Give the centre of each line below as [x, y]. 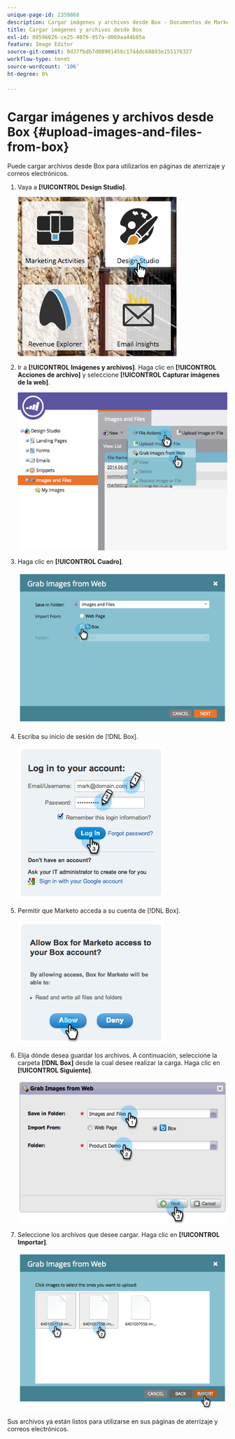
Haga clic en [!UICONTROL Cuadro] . [70, 561]
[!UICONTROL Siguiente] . [55, 1071]
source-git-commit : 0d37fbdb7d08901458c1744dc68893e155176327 [100, 52]
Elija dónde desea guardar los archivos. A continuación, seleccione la [117, 1055]
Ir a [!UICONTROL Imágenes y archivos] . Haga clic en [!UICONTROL [117, 368]
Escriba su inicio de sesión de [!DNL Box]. [78, 737]
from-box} [38, 147]
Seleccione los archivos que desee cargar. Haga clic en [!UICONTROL [119, 1234]
